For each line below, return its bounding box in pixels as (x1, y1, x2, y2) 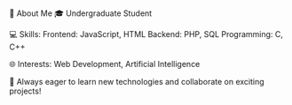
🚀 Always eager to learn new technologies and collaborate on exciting (9, 77, 264, 86)
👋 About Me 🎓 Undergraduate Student (9, 8, 153, 19)
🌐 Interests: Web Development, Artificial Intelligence (9, 59, 201, 69)
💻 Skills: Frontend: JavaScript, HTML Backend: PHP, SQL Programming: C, (9, 29, 284, 39)
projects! (9, 86, 42, 96)
